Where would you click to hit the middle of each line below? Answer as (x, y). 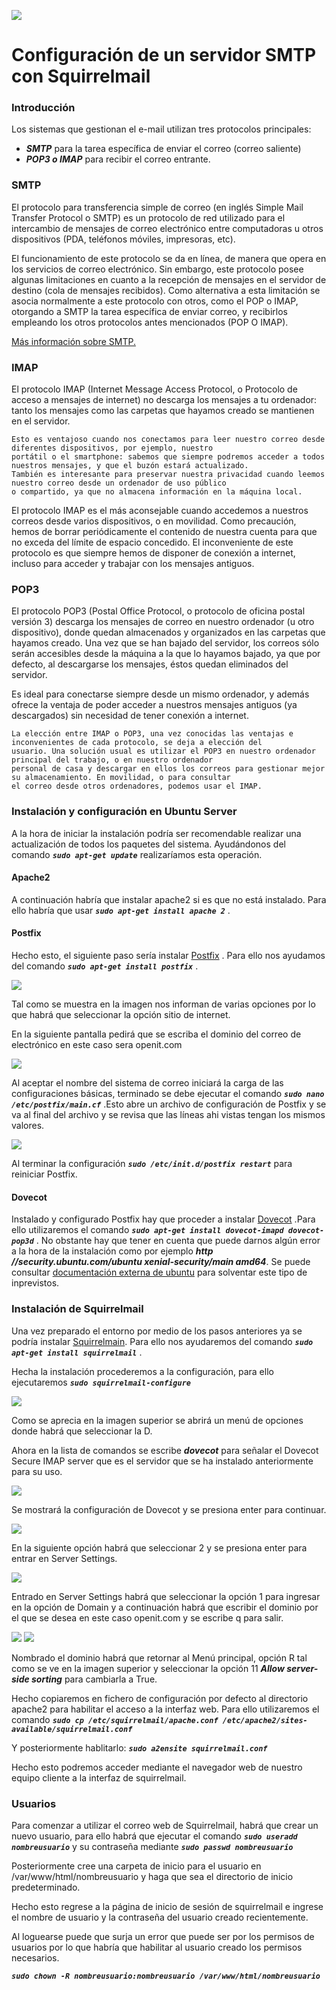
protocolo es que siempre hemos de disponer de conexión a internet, (153, 553)
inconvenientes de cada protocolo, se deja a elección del (137, 743)
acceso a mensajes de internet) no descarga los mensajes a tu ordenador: (164, 400)
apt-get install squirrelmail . (77, 1352)
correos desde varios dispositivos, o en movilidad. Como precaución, (154, 521)
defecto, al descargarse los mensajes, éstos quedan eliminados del (150, 664)
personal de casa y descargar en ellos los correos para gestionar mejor (168, 769)
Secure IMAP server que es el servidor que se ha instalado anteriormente (162, 1461)
